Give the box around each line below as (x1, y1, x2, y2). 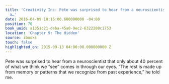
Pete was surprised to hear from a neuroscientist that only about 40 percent (5, 58, 163, 64)
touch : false (5, 40, 33, 45)
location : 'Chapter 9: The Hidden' (5, 30, 80, 35)
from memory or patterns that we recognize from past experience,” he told (5, 68, 160, 75)
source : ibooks (5, 35, 37, 40)
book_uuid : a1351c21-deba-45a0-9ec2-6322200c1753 (5, 26, 112, 31)
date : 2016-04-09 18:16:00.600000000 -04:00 (5, 16, 100, 21)
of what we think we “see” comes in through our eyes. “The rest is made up (5, 63, 162, 69)
